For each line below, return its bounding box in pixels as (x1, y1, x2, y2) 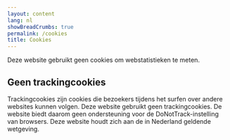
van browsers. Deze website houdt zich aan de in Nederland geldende (7, 117, 211, 125)
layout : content (7, 10, 55, 18)
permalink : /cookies (7, 30, 68, 37)
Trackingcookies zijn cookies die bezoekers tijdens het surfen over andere (7, 94, 223, 103)
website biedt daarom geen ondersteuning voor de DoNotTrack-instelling (7, 110, 219, 118)
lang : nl (7, 17, 33, 24)
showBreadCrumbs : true (7, 23, 74, 30)
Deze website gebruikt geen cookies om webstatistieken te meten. (7, 56, 200, 64)
